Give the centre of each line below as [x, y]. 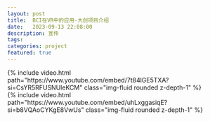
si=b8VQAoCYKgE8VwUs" [46, 110]
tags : [15, 40]
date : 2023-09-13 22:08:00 [50, 27]
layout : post [26, 14]
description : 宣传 [33, 33]
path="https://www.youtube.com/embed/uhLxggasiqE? [87, 102]
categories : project [38, 46]
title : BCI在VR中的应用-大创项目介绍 [58, 20]
